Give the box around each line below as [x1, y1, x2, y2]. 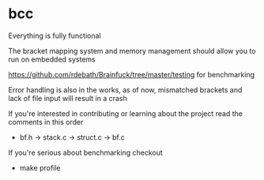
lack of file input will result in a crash [8, 93, 128, 103]
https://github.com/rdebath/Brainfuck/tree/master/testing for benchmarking [8, 69, 255, 79]
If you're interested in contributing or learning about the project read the [8, 108, 243, 118]
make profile [19, 163, 61, 172]
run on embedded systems [8, 54, 96, 64]
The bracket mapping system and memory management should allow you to [8, 46, 256, 55]
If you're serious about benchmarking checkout [8, 148, 164, 157]
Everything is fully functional [8, 31, 101, 40]
